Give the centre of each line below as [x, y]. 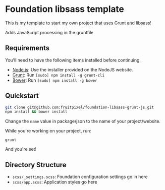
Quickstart [22, 96]
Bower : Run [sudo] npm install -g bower [55, 80]
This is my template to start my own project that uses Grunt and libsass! [78, 23]
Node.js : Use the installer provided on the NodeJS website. [73, 69]
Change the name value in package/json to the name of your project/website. [83, 121]
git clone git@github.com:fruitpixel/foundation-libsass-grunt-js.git [80, 107]
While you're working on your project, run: [48, 131]
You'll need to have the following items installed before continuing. [73, 60]
